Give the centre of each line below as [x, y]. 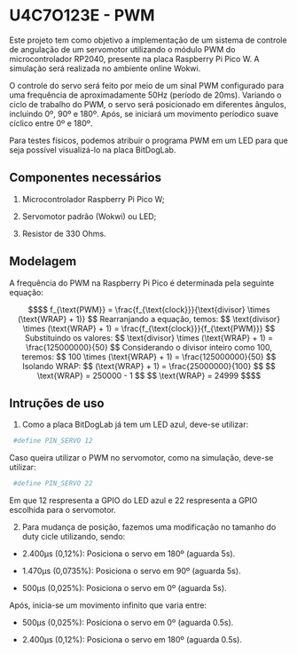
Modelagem [43, 261]
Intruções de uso [57, 403]
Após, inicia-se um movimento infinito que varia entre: [108, 605]
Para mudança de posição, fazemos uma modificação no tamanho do [149, 527]
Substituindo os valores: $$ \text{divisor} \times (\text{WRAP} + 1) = [149, 337]
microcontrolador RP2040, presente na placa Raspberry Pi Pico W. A [134, 59]
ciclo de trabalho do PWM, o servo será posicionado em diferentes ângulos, [148, 104]
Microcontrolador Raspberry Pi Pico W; [93, 199]
